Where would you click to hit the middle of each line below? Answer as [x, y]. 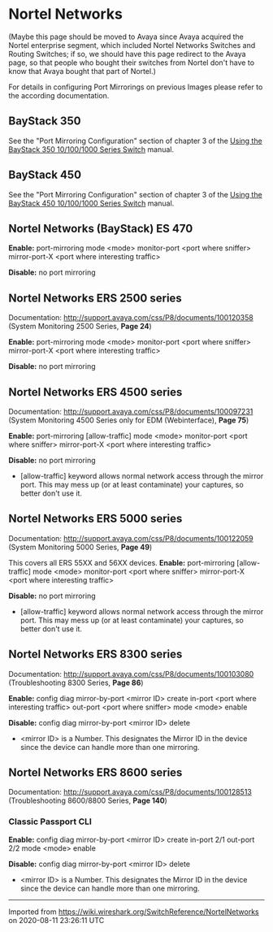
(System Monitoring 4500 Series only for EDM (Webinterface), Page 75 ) [129, 420]
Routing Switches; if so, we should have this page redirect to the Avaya [127, 54]
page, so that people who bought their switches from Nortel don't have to [131, 63]
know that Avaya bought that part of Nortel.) [82, 71]
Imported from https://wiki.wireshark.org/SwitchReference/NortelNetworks [134, 912]
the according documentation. [59, 95]
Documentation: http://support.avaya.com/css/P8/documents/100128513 [130, 792]
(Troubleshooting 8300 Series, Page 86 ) [76, 683]
